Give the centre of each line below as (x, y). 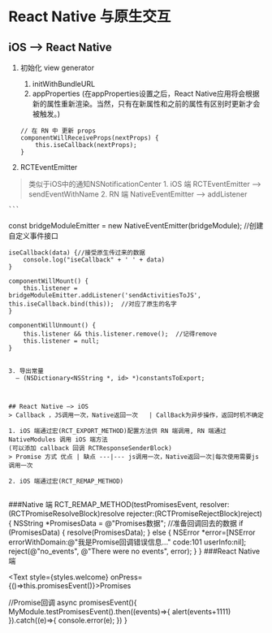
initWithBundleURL (64, 84)
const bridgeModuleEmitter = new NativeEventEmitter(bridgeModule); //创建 (136, 225)
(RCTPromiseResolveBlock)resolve (67, 514)
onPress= (126, 577)
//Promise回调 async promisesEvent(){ (73, 603)
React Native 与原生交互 (90, 17)
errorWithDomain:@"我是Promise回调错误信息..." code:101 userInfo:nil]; (127, 542)
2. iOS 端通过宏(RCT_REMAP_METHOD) (66, 481)
